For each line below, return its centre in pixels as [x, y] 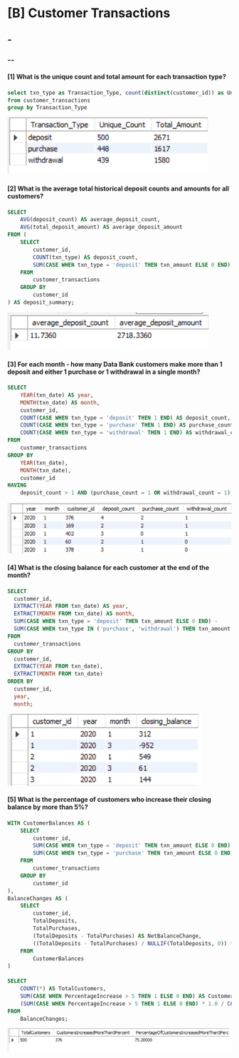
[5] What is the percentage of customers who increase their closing [109, 800]
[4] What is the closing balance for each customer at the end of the [108, 568]
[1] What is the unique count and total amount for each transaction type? [117, 77]
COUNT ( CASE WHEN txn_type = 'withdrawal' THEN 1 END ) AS [106, 433]
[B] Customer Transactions [89, 13]
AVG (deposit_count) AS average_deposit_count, [90, 220]
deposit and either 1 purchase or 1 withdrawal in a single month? [104, 372]
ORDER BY [20, 682]
